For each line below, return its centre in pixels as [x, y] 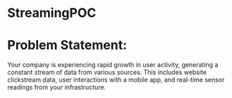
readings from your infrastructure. [57, 87]
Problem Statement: [67, 45]
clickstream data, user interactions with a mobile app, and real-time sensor [116, 80]
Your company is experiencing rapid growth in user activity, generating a [113, 65]
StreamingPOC [52, 13]
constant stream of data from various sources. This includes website [107, 73]
